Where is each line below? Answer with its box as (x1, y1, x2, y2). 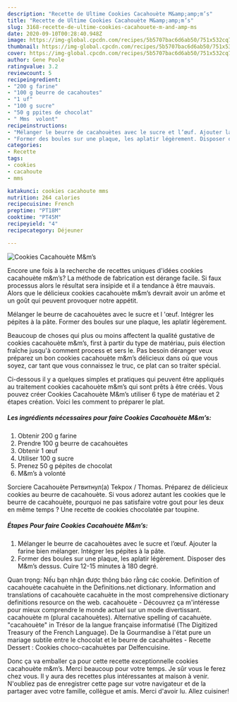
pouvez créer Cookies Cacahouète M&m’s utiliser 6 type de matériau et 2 (7, 390, 220, 398)
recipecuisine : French (7, 201, 74, 208)
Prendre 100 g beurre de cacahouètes (17, 439, 128, 447)
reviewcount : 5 (7, 69, 52, 76)
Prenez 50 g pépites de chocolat (17, 461, 113, 470)
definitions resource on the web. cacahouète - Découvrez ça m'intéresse (7, 598, 220, 607)
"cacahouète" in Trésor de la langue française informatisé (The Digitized (7, 620, 218, 629)
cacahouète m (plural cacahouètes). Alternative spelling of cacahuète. (7, 613, 212, 621)
